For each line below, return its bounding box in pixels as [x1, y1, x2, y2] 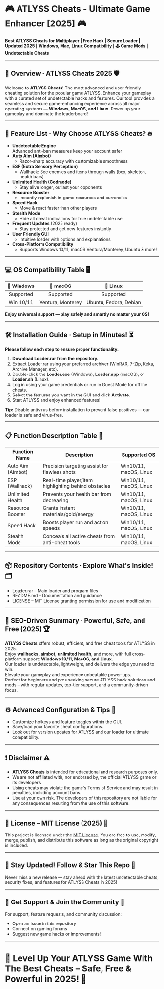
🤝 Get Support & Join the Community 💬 [5, 898, 125, 906]
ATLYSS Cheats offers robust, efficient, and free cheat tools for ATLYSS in [5, 640, 155, 646]
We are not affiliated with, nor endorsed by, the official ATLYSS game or [12, 774, 157, 780]
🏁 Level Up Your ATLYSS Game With [5, 952, 153, 964]
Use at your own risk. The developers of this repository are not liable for [12, 795, 157, 801]
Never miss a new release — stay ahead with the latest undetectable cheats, [5, 874, 159, 880]
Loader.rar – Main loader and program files [12, 587, 99, 593]
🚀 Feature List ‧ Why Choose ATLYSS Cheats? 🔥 [5, 130, 153, 138]
